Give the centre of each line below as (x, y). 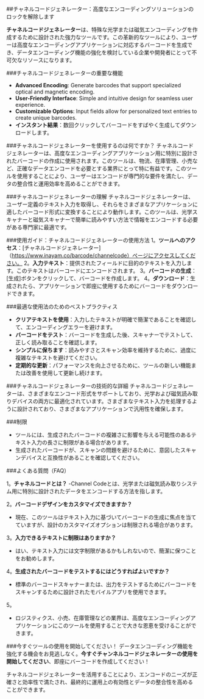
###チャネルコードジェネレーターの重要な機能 (65, 73)
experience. (30, 105)
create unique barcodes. (46, 118)
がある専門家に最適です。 (38, 227)
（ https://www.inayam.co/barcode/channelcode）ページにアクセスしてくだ (101, 255)
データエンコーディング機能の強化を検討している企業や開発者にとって (104, 53)
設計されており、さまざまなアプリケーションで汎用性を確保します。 (102, 409)
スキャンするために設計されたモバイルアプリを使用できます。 (92, 592)
